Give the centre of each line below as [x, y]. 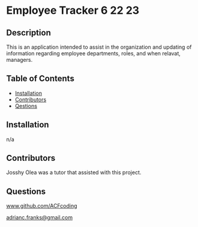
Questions [26, 191]
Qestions [26, 106]
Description [28, 33]
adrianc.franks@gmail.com [40, 217]
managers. [19, 60]
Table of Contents [40, 79]
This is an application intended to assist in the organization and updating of [99, 47]
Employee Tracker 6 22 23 [73, 11]
